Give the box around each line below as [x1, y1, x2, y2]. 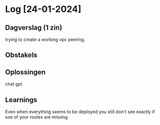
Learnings [5, 96, 37, 104]
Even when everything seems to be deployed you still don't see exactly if [5, 109, 156, 115]
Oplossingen [5, 68, 46, 76]
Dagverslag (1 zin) [5, 23, 62, 32]
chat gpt [5, 81, 22, 87]
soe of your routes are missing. [5, 114, 69, 120]
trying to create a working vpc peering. [5, 36, 86, 42]
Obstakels [5, 51, 37, 59]
